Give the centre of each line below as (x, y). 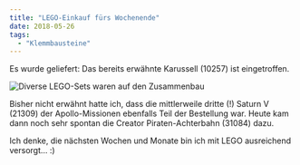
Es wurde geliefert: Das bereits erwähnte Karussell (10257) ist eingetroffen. (150, 69)
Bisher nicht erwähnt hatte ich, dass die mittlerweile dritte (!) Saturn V (139, 104)
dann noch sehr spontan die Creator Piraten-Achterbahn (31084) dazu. (142, 123)
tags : (19, 34)
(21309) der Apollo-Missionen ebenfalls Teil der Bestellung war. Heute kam (149, 113)
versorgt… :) (33, 150)
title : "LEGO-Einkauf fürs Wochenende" (85, 18)
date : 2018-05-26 (42, 26)
